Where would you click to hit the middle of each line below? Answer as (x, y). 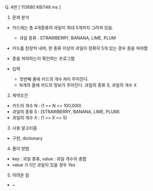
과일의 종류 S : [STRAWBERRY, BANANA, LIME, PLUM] (66, 112)
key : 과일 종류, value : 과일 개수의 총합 (49, 159)
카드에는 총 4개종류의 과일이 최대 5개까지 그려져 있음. (63, 28)
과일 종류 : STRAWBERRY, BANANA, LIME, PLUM (68, 38)
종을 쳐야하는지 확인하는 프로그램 (43, 59)
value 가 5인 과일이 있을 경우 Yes (44, 165)
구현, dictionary (27, 138)
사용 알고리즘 (25, 128)
